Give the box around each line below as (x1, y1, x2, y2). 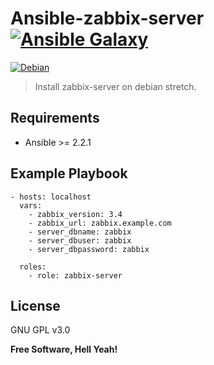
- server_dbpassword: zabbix (28, 244, 150, 254)
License (10, 297, 61, 314)
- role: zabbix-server (28, 270, 123, 281)
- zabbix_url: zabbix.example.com (28, 218, 172, 228)
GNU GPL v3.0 (10, 324, 71, 336)
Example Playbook (10, 165, 128, 182)
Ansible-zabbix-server (10, 7, 205, 30)
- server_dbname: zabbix (28, 227, 132, 237)
